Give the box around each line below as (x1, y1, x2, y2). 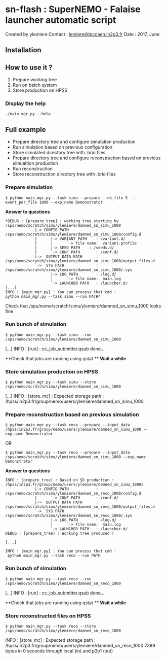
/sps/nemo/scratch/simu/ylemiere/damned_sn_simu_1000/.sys (5, 267, 133, 272)
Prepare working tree (12, 77, 57, 83)
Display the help (5, 100, 46, 107)
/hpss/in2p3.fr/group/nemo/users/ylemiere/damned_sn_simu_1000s (5, 482, 144, 488)
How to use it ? (5, 63, 53, 72)
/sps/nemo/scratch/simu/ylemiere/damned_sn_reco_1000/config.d (5, 491, 142, 496)
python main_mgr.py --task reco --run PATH (7, 553, 101, 559)
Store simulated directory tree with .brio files (12, 150, 106, 156)
